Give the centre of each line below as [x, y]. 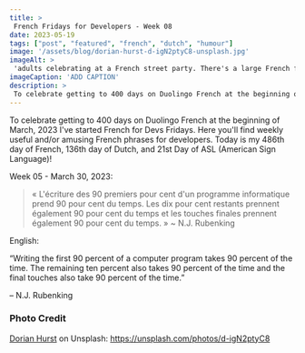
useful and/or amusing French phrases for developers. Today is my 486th [147, 139]
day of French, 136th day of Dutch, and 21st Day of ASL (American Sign [143, 149]
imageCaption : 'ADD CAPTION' [64, 77]
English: [24, 240]
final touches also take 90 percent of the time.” [97, 277]
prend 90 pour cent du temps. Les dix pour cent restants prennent [155, 203]
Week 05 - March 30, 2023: [61, 176]
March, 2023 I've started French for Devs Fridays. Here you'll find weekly [147, 129]
